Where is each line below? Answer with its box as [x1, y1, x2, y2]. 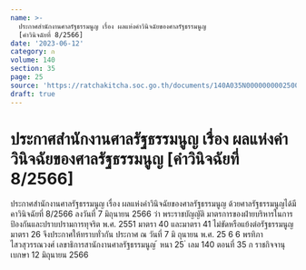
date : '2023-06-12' [10, 38, 84, 48]
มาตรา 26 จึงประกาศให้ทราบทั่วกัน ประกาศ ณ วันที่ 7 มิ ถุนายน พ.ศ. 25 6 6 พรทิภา [10, 229, 263, 240]
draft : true [10, 89, 55, 98]
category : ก [10, 47, 55, 56]
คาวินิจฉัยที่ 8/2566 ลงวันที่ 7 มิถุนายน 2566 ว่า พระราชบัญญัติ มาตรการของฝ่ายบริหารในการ [10, 208, 293, 219]
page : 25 [10, 73, 44, 82]
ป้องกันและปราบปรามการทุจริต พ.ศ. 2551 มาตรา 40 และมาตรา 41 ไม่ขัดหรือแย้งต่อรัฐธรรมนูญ [10, 219, 294, 230]
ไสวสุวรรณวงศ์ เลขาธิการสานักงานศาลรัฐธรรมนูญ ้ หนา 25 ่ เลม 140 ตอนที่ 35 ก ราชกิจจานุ [10, 239, 285, 250]
